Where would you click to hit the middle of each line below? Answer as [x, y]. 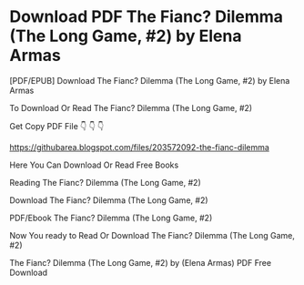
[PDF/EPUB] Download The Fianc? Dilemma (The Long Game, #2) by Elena [150, 80]
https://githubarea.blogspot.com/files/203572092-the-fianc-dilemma [140, 147]
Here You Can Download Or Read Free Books [94, 165]
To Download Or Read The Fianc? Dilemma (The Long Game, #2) [131, 107]
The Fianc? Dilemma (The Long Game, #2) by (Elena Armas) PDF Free [140, 262]
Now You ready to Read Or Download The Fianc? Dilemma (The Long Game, [152, 235]
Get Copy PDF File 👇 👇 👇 [57, 126]
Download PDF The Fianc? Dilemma [147, 17]
